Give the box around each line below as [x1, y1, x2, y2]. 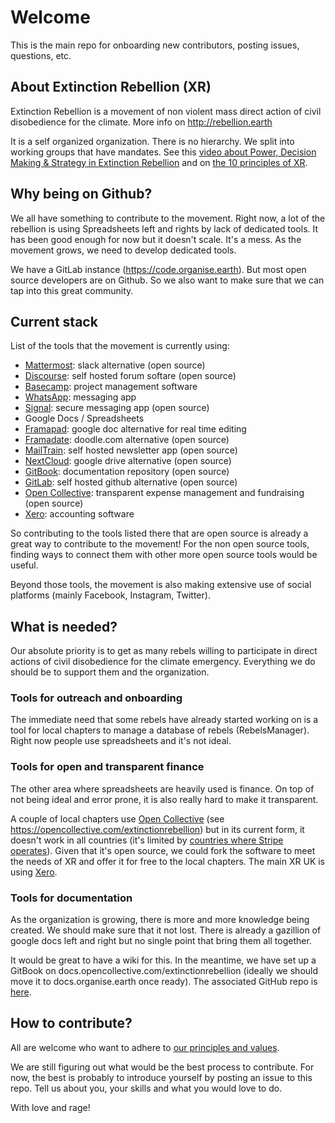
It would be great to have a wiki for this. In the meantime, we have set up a [10, 954, 317, 966]
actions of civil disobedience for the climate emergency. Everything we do [10, 656, 316, 668]
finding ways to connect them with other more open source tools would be [10, 549, 318, 561]
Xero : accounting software [24, 508, 135, 520]
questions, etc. [10, 49, 72, 61]
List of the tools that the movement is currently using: [10, 340, 230, 352]
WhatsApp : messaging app [24, 391, 137, 403]
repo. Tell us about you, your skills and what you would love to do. [10, 1082, 283, 1094]
